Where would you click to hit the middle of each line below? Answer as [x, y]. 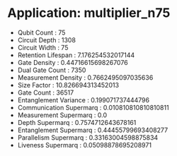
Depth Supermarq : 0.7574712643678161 [77, 122]
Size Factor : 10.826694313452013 [68, 85]
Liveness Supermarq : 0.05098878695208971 [85, 145]
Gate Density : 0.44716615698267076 [73, 62]
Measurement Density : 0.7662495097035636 [85, 77]
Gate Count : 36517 [46, 92]
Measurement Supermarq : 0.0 [62, 115]
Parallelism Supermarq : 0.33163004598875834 [88, 137]
